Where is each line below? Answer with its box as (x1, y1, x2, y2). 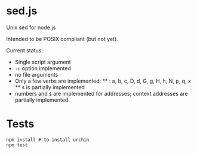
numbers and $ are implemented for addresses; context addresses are (14, 90, 188, 97)
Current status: (6, 46, 44, 54)
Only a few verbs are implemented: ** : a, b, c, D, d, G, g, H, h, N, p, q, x (14, 77, 191, 84)
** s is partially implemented (14, 83, 85, 90)
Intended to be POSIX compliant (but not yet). (6, 35, 118, 42)
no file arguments (14, 71, 59, 78)
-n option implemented (14, 64, 72, 72)
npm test (6, 142, 28, 148)
